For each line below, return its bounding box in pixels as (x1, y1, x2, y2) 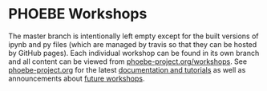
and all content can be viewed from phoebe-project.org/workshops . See (8, 57, 247, 66)
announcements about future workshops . (8, 73, 145, 83)
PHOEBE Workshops (8, 5, 148, 23)
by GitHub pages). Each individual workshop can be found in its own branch (8, 48, 260, 57)
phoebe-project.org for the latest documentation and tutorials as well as (8, 65, 246, 74)
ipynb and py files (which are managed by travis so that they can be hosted (8, 39, 257, 49)
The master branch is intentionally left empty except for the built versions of (8, 31, 259, 41)
